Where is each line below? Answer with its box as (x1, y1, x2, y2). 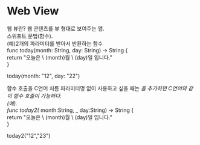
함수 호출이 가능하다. (13, 92, 62, 99)
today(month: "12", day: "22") (7, 72, 80, 79)
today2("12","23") (7, 132, 51, 139)
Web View (7, 4, 59, 18)
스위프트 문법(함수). (7, 32, 53, 40)
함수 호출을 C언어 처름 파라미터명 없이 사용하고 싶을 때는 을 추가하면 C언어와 (7, 84, 187, 91)
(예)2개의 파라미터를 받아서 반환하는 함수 (7, 40, 103, 47)
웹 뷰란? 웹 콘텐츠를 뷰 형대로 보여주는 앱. (7, 25, 105, 32)
